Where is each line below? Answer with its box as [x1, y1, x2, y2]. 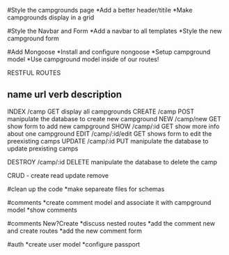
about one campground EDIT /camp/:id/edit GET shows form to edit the [7, 129, 212, 138]
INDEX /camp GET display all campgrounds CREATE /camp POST [7, 107, 195, 116]
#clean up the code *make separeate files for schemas [7, 185, 165, 193]
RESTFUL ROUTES [7, 69, 61, 77]
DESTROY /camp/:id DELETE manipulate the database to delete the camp [7, 157, 218, 166]
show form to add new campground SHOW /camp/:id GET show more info [7, 122, 220, 130]
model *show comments [7, 206, 78, 214]
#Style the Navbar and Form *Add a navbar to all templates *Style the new [7, 27, 223, 35]
